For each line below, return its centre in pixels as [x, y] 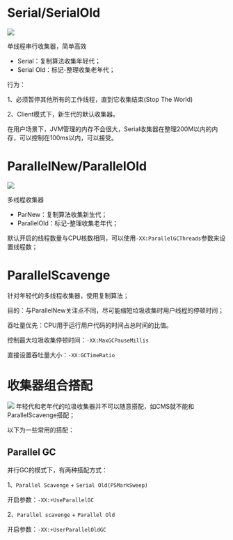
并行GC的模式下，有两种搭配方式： [57, 470]
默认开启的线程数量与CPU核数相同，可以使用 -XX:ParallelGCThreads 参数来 [113, 238]
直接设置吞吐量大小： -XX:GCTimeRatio [61, 354]
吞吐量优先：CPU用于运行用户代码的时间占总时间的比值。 [90, 325]
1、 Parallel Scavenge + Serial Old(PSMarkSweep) [78, 485]
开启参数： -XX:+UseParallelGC [50, 500]
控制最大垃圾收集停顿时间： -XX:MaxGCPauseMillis [78, 340]
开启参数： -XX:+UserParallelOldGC [57, 529]
